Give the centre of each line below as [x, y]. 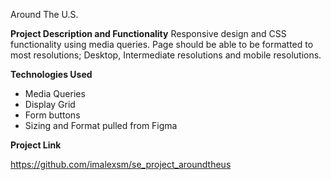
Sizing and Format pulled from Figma [101, 125]
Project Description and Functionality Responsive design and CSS [148, 33]
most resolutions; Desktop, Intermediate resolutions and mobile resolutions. [166, 55]
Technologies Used [51, 74]
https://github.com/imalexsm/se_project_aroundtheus [121, 164]
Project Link [36, 145]
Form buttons [52, 115]
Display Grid [50, 104]
